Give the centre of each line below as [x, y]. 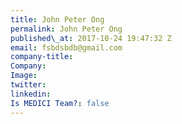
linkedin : [31, 94]
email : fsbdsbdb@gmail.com [66, 47]
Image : [24, 76]
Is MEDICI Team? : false [60, 103]
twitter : [28, 85]
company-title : [42, 57]
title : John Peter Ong [57, 19]
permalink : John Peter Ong [66, 29]
